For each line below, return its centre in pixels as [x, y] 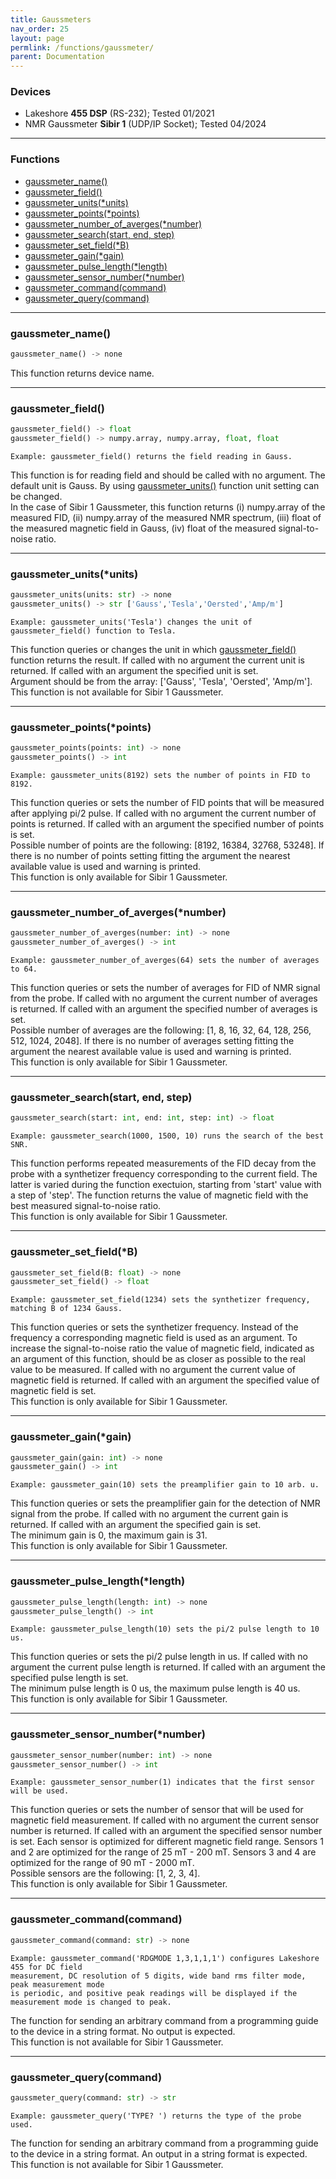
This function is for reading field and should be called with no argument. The [168, 475]
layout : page [37, 38]
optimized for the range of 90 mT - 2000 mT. [102, 1863]
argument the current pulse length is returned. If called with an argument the [168, 1667]
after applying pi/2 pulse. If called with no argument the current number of [163, 813]
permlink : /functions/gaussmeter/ [82, 47]
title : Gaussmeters [51, 19]
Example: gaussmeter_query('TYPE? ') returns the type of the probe [156, 2116]
